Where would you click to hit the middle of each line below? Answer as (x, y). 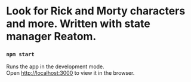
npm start (20, 54)
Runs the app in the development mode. (55, 66)
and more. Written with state (78, 24)
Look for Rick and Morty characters (96, 11)
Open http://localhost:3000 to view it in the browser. (70, 73)
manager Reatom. (51, 37)
